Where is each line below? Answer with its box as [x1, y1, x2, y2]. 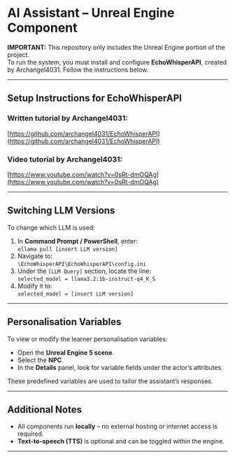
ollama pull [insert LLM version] [17, 246, 118, 253]
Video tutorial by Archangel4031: [7, 154, 123, 164]
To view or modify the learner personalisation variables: [7, 335, 168, 343]
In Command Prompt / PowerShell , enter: [17, 237, 138, 245]
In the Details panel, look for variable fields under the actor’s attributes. [17, 363, 224, 371]
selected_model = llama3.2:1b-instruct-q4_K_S [17, 275, 156, 282]
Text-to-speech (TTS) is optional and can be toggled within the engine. [17, 437, 225, 446]
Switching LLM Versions [7, 205, 115, 217]
